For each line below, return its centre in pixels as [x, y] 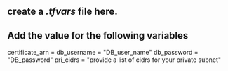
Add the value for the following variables [98, 35]
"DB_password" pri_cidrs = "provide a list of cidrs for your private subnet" [114, 60]
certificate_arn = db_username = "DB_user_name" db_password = [103, 53]
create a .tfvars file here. [62, 12]
